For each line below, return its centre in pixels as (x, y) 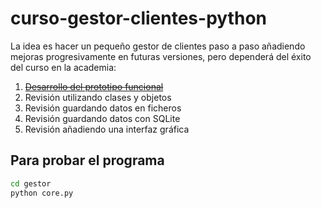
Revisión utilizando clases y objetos (98, 97)
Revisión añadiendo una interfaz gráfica (107, 129)
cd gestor (31, 183)
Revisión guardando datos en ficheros (103, 108)
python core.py (42, 193)
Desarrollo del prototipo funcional (94, 86)
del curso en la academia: (63, 67)
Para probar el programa (87, 160)
